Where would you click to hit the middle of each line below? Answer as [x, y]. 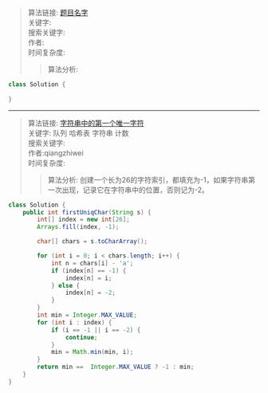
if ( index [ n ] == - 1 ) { [89, 270]
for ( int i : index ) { [75, 322]
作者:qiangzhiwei [55, 153]
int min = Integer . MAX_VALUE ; [87, 315]
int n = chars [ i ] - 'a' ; [92, 263]
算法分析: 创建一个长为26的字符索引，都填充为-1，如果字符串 [148, 179]
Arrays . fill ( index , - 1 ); [78, 227]
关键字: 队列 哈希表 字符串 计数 [78, 133]
